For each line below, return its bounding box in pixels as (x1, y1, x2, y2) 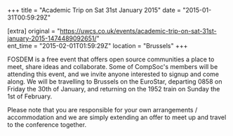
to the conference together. (7, 121, 86, 128)
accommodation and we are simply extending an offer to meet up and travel (7, 113, 227, 121)
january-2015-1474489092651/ (7, 34, 97, 43)
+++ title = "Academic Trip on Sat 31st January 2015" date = (7, 6, 181, 14)
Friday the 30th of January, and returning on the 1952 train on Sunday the (7, 85, 220, 93)
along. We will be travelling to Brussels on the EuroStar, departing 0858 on (7, 77, 222, 86)
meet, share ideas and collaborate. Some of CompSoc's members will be (7, 63, 218, 70)
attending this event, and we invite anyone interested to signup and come (7, 70, 220, 78)
